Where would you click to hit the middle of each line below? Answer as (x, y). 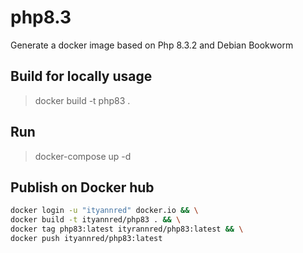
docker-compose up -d (83, 156)
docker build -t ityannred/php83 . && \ (96, 220)
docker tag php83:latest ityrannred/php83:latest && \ (127, 229)
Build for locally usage (81, 76)
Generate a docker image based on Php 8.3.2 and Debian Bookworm (152, 45)
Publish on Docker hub (82, 187)
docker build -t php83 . (82, 100)
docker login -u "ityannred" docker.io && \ (104, 211)
